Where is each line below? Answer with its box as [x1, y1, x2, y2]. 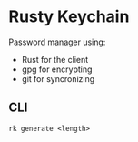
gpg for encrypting [21, 64, 93, 75]
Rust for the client [21, 54, 89, 65]
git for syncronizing [21, 73, 95, 84]
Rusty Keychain [8, 6, 130, 27]
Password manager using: [8, 36, 106, 47]
